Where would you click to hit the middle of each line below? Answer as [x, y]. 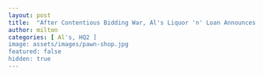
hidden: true [30, 59]
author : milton [33, 30]
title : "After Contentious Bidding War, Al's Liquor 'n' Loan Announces [132, 23]
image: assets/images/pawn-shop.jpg [68, 45]
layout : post [30, 15]
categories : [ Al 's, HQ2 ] [53, 37]
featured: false [35, 52]
